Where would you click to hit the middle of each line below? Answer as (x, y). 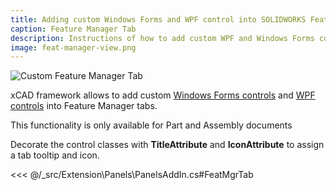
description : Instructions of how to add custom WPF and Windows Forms (162, 38)
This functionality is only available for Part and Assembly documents (151, 125)
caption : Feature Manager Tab (73, 29)
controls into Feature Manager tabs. (84, 106)
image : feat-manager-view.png (73, 47)
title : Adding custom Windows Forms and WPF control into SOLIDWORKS (158, 19)
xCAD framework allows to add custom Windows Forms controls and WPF (163, 95)
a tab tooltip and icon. (55, 155)
